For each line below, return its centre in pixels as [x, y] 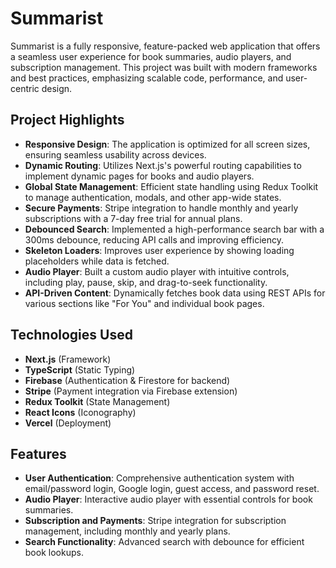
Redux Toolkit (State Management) [97, 401]
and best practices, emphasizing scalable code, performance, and [147, 78]
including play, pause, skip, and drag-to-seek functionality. [146, 282]
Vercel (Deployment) [68, 423]
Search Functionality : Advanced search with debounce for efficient [164, 542]
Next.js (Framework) [68, 359]
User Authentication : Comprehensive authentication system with [159, 478]
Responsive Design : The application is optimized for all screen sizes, [167, 144]
